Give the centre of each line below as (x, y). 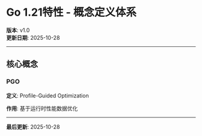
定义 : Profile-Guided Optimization (47, 95)
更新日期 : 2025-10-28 (33, 37)
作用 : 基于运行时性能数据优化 (42, 108)
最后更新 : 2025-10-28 (33, 126)
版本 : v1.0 (18, 30)
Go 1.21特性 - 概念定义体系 (72, 12)
